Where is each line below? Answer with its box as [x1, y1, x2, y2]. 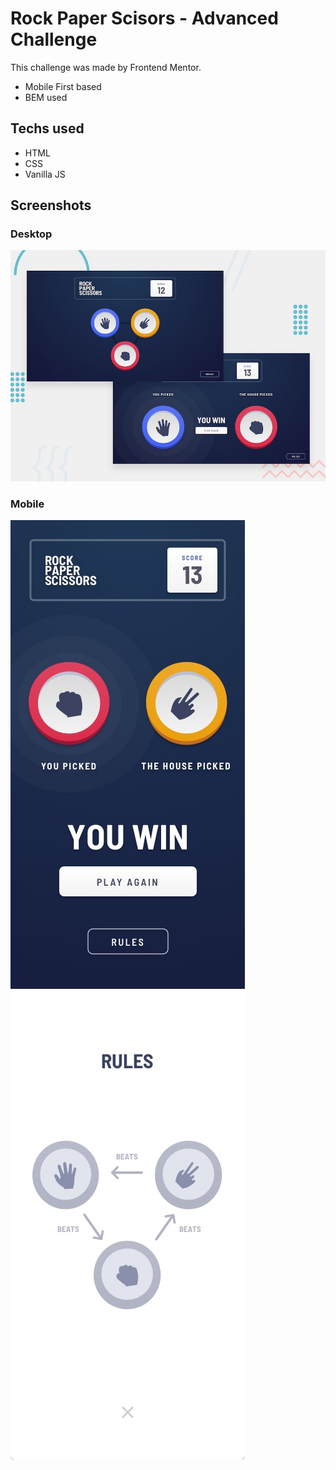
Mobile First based [24, 80, 102, 92]
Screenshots [10, 197, 92, 214]
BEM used [24, 91, 68, 103]
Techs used [10, 120, 85, 137]
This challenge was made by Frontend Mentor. [10, 61, 202, 73]
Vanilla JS [24, 168, 66, 180]
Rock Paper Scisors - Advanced [10, 7, 279, 30]
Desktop [10, 227, 53, 241]
